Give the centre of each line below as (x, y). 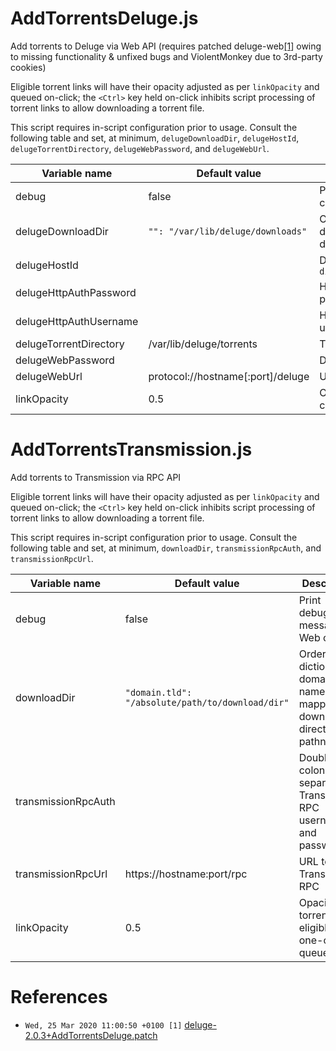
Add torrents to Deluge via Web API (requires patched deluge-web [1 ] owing (166, 46)
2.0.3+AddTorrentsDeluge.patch (91, 1035)
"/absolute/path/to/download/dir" (207, 702)
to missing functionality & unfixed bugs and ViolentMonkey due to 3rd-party (166, 56)
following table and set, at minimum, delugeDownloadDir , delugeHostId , (155, 138)
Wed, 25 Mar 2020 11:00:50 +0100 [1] (103, 1025)
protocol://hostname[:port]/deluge (229, 376)
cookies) (28, 67)
